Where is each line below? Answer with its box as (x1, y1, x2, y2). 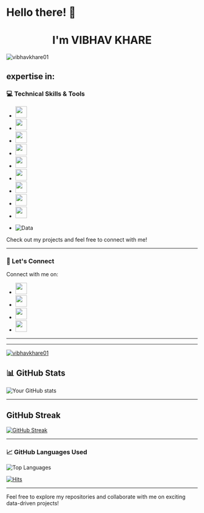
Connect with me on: (6, 271, 59, 278)
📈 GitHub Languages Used (6, 447, 87, 456)
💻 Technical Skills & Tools (6, 89, 85, 98)
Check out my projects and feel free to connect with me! (6, 236, 148, 243)
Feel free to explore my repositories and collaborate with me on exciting (6, 493, 186, 501)
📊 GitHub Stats (6, 368, 66, 378)
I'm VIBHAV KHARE (52, 33, 152, 47)
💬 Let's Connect (6, 257, 55, 265)
